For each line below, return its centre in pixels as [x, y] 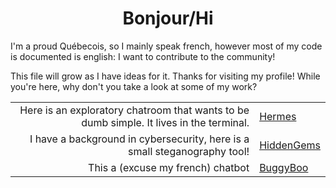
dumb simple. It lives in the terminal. [165, 122]
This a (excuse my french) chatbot [169, 167]
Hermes [278, 116]
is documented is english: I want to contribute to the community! [143, 56]
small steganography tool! [189, 151]
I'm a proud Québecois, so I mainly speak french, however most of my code [166, 46]
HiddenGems [290, 145]
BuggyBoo [284, 167]
